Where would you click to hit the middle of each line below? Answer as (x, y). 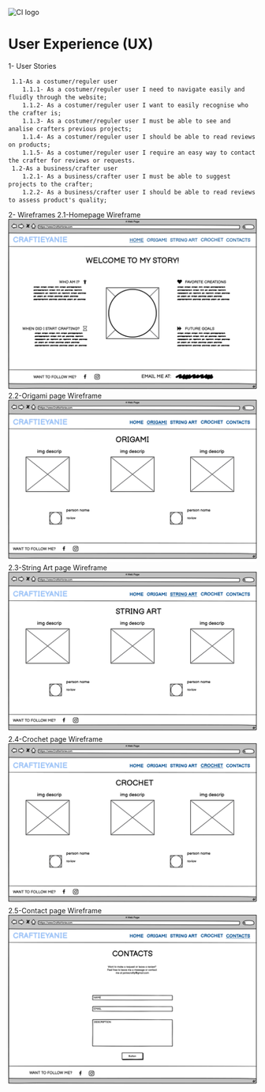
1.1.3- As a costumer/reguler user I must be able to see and (127, 121)
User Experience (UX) (81, 44)
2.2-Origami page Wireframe (55, 396)
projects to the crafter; (50, 184)
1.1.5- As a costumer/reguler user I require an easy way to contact (139, 153)
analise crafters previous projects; (70, 129)
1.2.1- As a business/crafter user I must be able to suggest (127, 176)
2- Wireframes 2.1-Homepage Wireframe (75, 214)
